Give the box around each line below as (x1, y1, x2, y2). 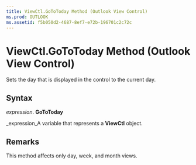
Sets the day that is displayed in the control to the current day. (6, 76, 156, 83)
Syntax (6, 93, 33, 103)
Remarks (6, 136, 40, 146)
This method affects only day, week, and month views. (6, 152, 137, 159)
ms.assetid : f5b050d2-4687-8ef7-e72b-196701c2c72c (6, 19, 132, 25)
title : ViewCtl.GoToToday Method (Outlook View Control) (6, 8, 148, 15)
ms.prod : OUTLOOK (6, 14, 49, 20)
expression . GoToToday (6, 108, 63, 115)
